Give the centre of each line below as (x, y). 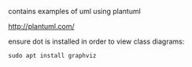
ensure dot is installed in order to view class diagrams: (96, 41)
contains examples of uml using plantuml (75, 11)
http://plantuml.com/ (41, 26)
